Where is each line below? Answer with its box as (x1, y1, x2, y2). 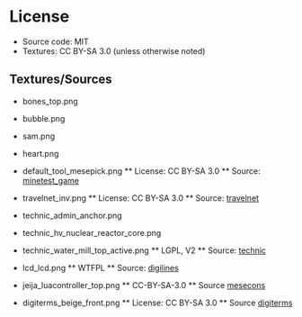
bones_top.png (22, 95, 78, 106)
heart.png (22, 148, 59, 158)
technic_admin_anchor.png (22, 210, 123, 221)
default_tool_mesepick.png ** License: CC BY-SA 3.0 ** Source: (22, 165, 261, 177)
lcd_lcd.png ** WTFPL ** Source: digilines (22, 262, 180, 273)
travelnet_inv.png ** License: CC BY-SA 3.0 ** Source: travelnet (22, 192, 259, 204)
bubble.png (22, 113, 66, 123)
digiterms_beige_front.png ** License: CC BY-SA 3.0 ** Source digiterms (22, 297, 293, 308)
